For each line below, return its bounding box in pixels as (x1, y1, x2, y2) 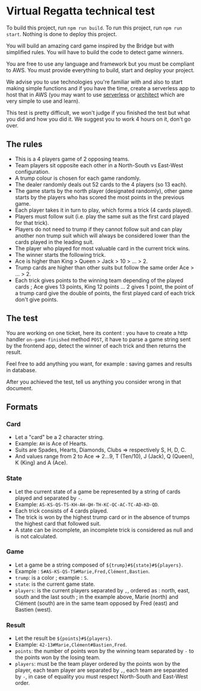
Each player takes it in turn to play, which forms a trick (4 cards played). (14, 206, 193, 213)
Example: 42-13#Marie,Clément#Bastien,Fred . (14, 641, 127, 648)
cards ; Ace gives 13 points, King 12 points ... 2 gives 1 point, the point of (14, 283, 194, 290)
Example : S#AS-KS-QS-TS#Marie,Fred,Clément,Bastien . (14, 567, 150, 575)
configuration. (14, 168, 50, 175)
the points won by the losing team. (14, 654, 101, 661)
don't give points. (14, 296, 58, 303)
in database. (6, 366, 37, 373)
